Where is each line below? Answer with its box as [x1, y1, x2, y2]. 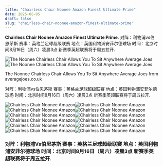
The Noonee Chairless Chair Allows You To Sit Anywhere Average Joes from [5, 71, 159, 77]
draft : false [5, 16, 32, 21]
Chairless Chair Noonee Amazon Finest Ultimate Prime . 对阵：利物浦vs [5, 34, 151, 40]
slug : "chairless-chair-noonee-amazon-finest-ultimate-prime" [5, 20, 134, 26]
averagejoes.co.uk [5, 76, 42, 82]
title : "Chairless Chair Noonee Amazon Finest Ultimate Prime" [5, 7, 136, 12]
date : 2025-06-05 [5, 12, 40, 17]
